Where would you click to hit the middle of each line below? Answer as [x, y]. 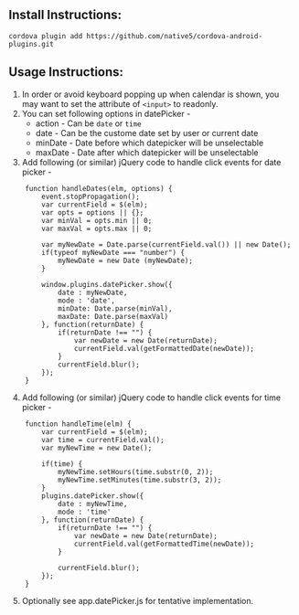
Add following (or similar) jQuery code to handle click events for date [151, 162]
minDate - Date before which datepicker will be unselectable [149, 143]
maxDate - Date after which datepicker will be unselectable [147, 152]
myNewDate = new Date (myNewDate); [125, 260]
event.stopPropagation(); [91, 196]
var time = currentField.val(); [103, 440]
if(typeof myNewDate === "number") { [113, 252]
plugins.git [31, 44]
